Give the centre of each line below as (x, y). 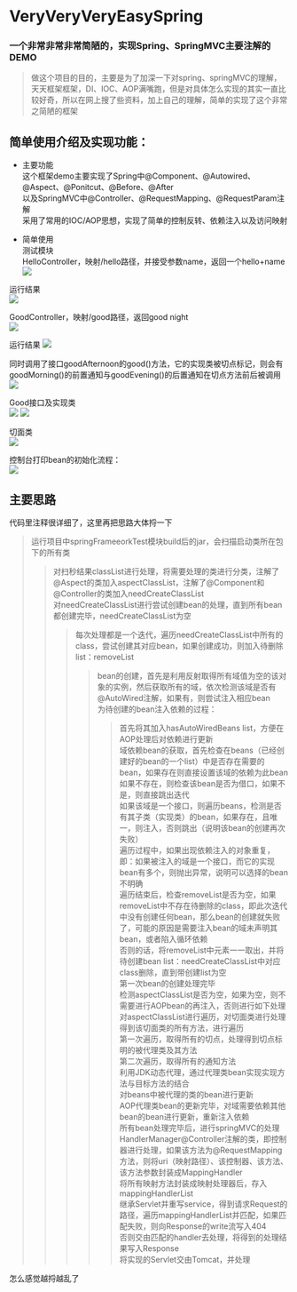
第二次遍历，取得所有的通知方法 (178, 1061)
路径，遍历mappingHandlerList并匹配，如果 (199, 1216)
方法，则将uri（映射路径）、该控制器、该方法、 (204, 1161)
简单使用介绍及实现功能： (79, 142)
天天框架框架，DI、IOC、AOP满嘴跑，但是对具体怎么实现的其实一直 (155, 89)
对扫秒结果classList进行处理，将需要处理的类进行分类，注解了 (166, 571)
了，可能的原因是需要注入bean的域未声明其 (198, 928)
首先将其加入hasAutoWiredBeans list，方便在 (202, 728)
